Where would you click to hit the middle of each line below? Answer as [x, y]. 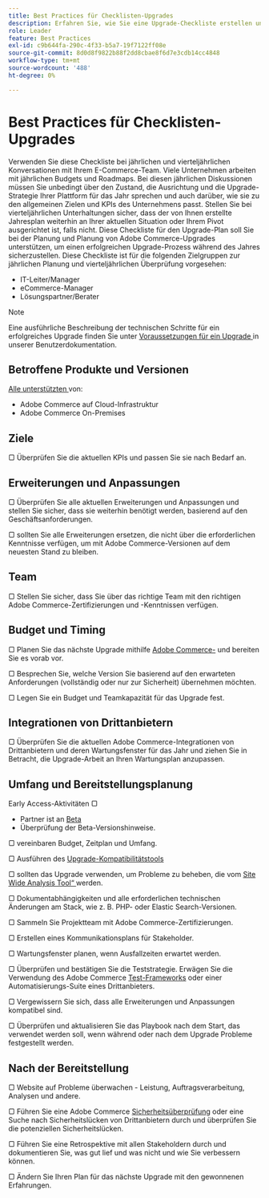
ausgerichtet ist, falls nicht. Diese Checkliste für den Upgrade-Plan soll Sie [131, 229]
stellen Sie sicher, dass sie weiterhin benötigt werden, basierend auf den [128, 511]
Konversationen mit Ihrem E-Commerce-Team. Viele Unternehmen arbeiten [132, 170]
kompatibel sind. [36, 1010]
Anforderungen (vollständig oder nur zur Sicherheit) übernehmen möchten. [132, 682]
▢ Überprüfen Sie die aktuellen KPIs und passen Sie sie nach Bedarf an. [127, 457]
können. [22, 1161]
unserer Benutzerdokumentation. [63, 344]
